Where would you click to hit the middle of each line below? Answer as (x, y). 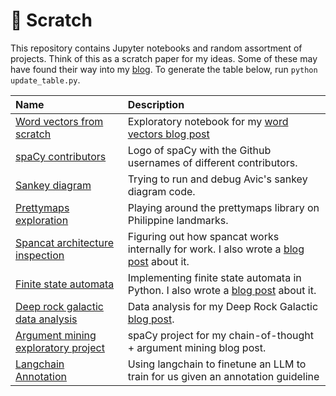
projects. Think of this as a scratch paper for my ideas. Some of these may (164, 58)
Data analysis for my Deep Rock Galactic (223, 306)
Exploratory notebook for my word (208, 121)
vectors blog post (168, 134)
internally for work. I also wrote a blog (216, 249)
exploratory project (60, 347)
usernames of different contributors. (212, 162)
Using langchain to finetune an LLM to (217, 364)
